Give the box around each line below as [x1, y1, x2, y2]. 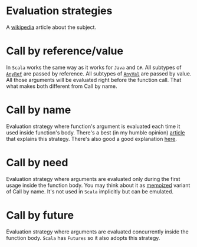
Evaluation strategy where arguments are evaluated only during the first [6, 175, 180, 182]
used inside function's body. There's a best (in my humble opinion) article [6, 129, 185, 136]
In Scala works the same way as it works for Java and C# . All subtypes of [6, 64, 182, 71]
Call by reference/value [6, 44, 124, 58]
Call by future [6, 208, 74, 222]
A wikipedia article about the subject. [6, 24, 96, 31]
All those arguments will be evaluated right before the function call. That [6, 76, 182, 83]
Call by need [6, 156, 68, 169]
